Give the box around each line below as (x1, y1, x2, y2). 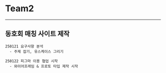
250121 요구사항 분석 (5, 44, 43, 49)
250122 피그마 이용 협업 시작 (5, 58, 58, 64)
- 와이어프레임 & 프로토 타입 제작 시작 (9, 64, 78, 69)
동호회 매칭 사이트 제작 (5, 30, 70, 38)
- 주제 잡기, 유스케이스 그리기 (9, 49, 64, 54)
